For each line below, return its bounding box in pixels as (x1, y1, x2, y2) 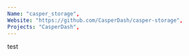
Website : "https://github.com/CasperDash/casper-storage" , (7, 17, 183, 24)
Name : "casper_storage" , (7, 10, 80, 17)
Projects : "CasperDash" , (7, 23, 80, 30)
